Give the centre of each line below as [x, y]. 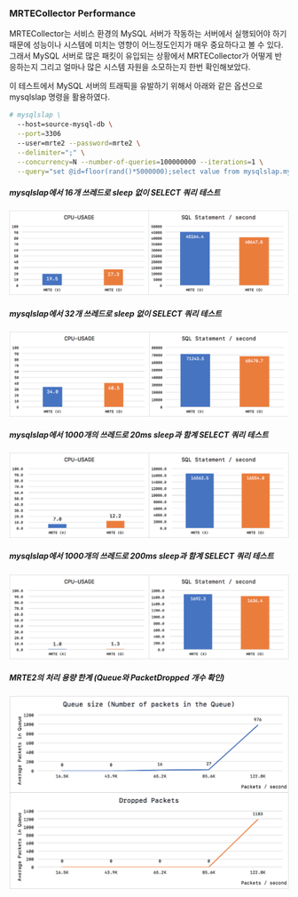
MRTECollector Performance [72, 13]
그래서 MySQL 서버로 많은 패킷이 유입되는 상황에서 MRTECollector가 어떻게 [141, 56]
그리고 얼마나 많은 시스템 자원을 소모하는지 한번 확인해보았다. [145, 67]
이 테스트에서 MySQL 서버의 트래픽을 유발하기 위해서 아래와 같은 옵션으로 [136, 86]
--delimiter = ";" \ [51, 152]
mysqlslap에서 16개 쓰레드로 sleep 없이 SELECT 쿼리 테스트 [115, 193]
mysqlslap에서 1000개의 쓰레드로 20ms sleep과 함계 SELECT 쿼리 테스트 [139, 435]
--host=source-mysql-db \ [65, 124]
